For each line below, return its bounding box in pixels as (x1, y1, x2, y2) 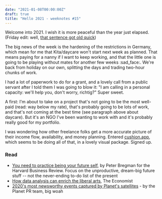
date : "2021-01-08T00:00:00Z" (5, 7, 66, 12)
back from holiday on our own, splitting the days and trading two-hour (5, 65, 145, 70)
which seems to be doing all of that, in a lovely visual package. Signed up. (5, 139, 152, 145)
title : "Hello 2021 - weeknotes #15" (5, 16, 81, 21)
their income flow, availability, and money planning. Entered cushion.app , (5, 134, 150, 140)
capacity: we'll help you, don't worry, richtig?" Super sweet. (5, 89, 124, 95)
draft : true (5, 12, 29, 17)
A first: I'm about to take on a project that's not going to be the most (5, 99, 140, 105)
